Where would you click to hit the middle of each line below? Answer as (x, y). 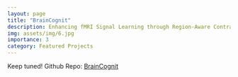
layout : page (27, 14)
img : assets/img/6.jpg (41, 33)
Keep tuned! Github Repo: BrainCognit (63, 66)
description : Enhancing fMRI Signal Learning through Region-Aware (109, 27)
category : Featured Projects (50, 46)
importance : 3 (28, 40)
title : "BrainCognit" (39, 20)
